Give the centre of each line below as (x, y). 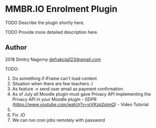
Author (16, 48)
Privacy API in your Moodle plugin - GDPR (54, 99)
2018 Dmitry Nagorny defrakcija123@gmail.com (53, 59)
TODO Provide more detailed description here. (52, 32)
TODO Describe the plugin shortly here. (45, 23)
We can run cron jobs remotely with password (58, 120)
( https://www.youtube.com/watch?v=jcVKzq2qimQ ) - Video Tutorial (80, 104)
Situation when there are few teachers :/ (53, 83)
